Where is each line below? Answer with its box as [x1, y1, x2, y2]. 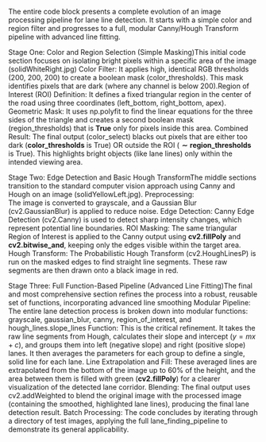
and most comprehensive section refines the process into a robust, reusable [8, 289, 258, 299]
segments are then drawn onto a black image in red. [8, 266, 179, 275]
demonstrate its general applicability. [8, 425, 129, 434]
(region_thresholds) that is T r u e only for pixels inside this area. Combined [8, 123, 249, 133]
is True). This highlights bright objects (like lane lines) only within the [8, 149, 233, 158]
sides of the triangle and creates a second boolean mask [8, 115, 195, 124]
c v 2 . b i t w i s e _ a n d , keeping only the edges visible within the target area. [8, 240, 241, 250]
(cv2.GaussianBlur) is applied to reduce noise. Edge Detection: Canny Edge [8, 207, 255, 215]
